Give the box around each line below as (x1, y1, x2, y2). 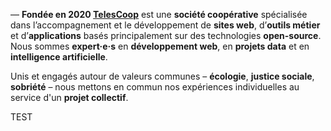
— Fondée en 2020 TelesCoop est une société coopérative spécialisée (10, 9, 308, 20)
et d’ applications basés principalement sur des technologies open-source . (10, 30, 322, 41)
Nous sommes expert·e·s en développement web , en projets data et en (10, 40, 310, 52)
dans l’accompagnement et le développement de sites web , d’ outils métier (10, 19, 321, 31)
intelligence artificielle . (10, 51, 108, 63)
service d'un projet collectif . (10, 92, 129, 103)
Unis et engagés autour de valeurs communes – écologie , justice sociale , (10, 70, 315, 82)
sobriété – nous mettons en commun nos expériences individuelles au (10, 81, 300, 93)
